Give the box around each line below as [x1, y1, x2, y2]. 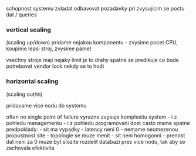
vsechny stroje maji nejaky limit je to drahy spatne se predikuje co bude [6, 57, 179, 64]
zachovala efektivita [6, 144, 55, 151]
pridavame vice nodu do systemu [6, 102, 87, 109]
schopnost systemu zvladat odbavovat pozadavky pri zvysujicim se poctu [6, 5, 185, 12]
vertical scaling [6, 26, 52, 34]
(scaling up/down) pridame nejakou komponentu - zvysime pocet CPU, [6, 39, 178, 46]
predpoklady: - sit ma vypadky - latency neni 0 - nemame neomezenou [6, 126, 178, 133]
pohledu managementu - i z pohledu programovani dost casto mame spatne [6, 119, 190, 126]
